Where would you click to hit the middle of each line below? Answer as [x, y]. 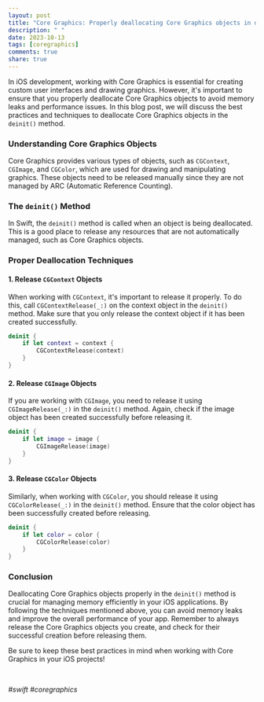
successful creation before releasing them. [77, 636]
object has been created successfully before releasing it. [100, 417]
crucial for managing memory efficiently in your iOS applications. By [118, 602]
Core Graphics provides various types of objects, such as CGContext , [119, 161]
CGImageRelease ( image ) [73, 446]
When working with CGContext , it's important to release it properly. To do [125, 296]
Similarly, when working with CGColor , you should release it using [113, 496]
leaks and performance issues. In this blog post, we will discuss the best [125, 106]
